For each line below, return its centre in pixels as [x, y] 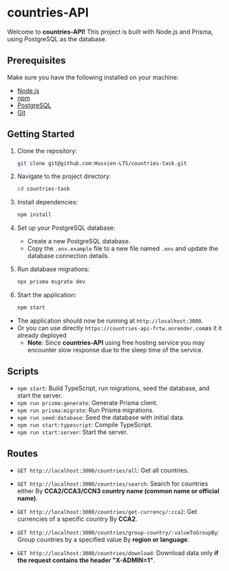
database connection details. [68, 256]
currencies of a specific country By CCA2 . [77, 519]
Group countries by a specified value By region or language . [103, 539]
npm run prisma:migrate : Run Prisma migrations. [86, 410]
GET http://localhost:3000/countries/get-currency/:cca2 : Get [107, 511]
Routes [23, 454]
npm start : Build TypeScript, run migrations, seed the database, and [113, 388]
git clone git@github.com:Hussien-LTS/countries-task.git [102, 163]
